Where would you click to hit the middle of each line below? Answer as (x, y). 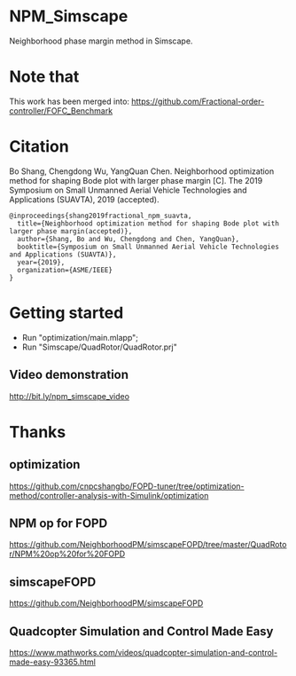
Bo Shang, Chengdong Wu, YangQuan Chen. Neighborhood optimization (142, 171)
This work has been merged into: (70, 101)
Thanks (38, 432)
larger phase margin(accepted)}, (71, 231)
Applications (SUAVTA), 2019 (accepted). (84, 199)
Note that (44, 77)
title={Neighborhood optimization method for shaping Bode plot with (148, 224)
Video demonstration (69, 375)
